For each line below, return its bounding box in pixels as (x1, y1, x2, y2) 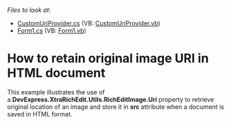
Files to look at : (7, 6, 51, 14)
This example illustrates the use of (7, 87, 105, 96)
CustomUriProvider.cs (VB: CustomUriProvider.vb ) (17, 19, 160, 27)
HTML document (7, 65, 106, 81)
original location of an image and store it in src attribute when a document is (7, 103, 225, 111)
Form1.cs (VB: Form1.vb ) (17, 27, 86, 34)
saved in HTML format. (7, 110, 73, 118)
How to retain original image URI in (7, 51, 209, 66)
